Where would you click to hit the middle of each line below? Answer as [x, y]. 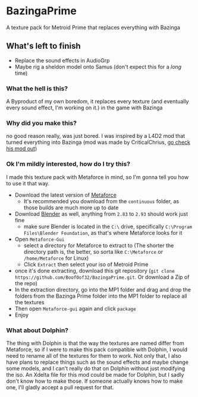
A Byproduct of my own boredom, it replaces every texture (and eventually [98, 102]
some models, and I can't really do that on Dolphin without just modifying [96, 368]
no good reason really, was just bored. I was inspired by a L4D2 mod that [96, 136]
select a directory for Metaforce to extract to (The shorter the [99, 245]
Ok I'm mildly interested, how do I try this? [68, 164]
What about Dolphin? [37, 330]
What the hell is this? [37, 89]
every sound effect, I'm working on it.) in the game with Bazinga [84, 108]
